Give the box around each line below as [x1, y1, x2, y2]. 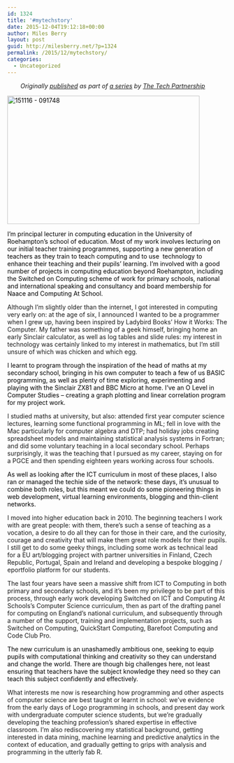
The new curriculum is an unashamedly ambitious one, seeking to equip [7, 645, 214, 653]
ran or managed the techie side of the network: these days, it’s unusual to [7, 477, 219, 486]
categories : [7, 56, 42, 63]
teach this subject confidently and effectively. [7, 674, 138, 683]
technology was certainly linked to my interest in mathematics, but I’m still [7, 340, 220, 348]
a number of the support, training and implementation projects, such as [7, 616, 212, 624]
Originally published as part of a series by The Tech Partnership [20, 81, 205, 90]
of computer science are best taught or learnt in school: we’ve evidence [7, 695, 214, 704]
